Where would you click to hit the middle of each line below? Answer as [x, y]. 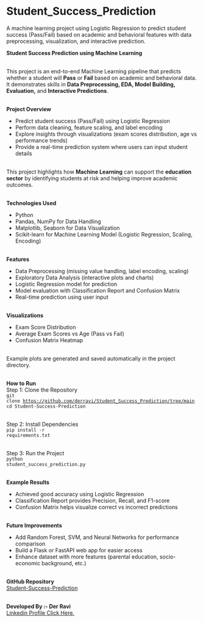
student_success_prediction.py [46, 464]
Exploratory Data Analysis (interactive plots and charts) [84, 277]
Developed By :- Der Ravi [39, 606]
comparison [30, 543]
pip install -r [26, 430]
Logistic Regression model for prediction [66, 284]
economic [28, 563]
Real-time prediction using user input [62, 297]
